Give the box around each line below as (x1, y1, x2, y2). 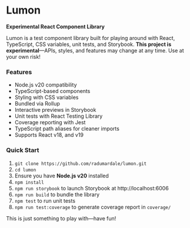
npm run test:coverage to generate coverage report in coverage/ (14, 203, 171, 210)
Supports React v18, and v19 (14, 131, 84, 138)
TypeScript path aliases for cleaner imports (14, 125, 119, 133)
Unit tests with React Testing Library (14, 113, 103, 120)
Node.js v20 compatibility (14, 81, 78, 88)
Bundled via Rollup (14, 100, 61, 107)
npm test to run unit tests (14, 197, 75, 204)
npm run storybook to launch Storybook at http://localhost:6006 (14, 184, 169, 191)
